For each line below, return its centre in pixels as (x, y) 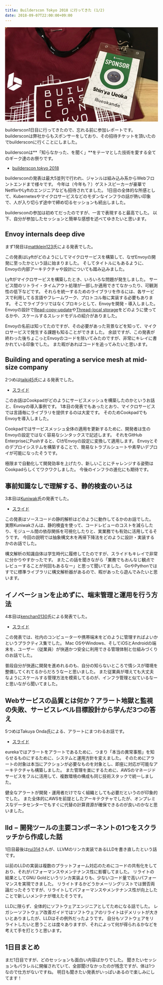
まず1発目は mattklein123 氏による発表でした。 (50, 246)
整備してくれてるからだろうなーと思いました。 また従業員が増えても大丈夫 (80, 672)
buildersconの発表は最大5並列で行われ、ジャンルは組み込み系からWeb (76, 178)
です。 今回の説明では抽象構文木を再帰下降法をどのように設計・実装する (82, 537)
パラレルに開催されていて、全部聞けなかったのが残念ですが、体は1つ (86, 966)
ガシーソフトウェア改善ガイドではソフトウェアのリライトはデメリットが (77, 912)
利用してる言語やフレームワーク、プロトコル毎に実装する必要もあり (81, 297)
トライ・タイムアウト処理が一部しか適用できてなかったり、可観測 (92, 285)
